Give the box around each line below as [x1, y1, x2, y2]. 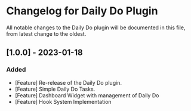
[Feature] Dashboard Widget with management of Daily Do [14, 91, 159, 99]
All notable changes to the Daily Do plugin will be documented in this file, [6, 24, 186, 31]
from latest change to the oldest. [6, 30, 87, 37]
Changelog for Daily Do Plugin [6, 4, 158, 18]
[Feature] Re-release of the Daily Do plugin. [14, 79, 122, 86]
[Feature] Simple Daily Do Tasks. [14, 85, 95, 92]
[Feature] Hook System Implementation [14, 98, 112, 105]
